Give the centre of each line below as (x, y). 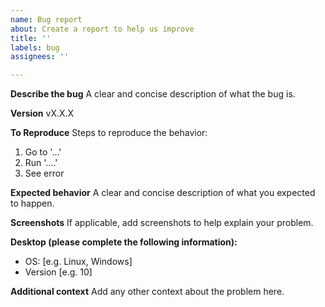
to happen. (32, 203)
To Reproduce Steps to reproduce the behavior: (109, 133)
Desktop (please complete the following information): (124, 242)
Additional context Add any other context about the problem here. (147, 292)
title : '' (31, 38)
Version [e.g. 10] (58, 272)
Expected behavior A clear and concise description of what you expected (163, 193)
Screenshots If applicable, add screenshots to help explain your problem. (162, 223)
